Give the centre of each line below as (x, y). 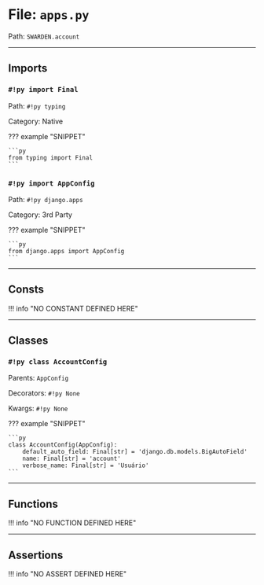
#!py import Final (43, 90)
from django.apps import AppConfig (66, 251)
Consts (26, 290)
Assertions (36, 555)
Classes (28, 341)
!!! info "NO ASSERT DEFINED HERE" (68, 574)
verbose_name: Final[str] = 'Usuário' (86, 465)
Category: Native (36, 121)
